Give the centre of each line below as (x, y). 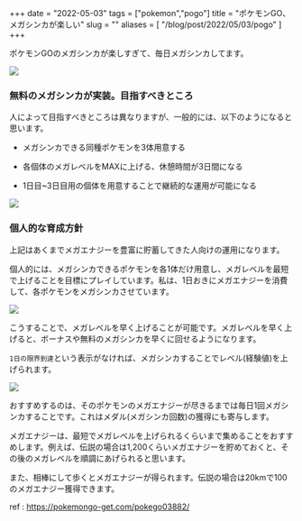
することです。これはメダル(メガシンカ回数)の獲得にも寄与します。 (149, 416)
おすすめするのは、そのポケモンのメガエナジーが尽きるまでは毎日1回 (137, 405)
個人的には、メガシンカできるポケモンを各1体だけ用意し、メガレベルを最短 (149, 269)
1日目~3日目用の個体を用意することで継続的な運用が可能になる (139, 186)
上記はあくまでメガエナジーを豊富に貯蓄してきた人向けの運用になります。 (147, 250)
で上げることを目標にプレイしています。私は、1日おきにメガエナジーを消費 (149, 280)
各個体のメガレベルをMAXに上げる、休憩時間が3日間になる (133, 167)
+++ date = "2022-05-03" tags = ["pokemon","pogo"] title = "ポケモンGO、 (150, 13)
